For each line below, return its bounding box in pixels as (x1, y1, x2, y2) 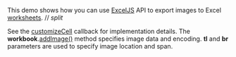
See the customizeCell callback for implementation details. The (7, 27, 190, 35)
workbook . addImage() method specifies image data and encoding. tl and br (7, 34, 229, 43)
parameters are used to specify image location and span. (7, 42, 173, 50)
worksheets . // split (7, 13, 63, 22)
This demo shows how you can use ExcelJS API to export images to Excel (7, 6, 222, 14)
